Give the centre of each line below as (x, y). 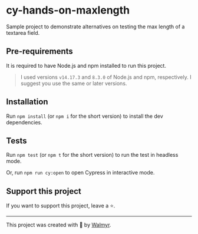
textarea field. (23, 32)
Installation (27, 102)
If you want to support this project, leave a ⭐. (61, 206)
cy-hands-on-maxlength (68, 10)
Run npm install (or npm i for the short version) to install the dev (85, 116)
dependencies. (24, 122)
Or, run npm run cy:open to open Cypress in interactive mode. (80, 173)
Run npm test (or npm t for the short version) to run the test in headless (92, 155)
